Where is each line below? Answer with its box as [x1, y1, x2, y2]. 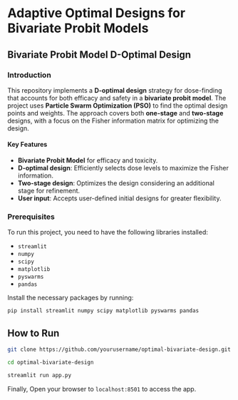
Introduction [7, 70, 51, 80]
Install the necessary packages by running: [7, 294, 134, 302]
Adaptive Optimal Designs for [7, 5, 186, 21]
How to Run [7, 327, 60, 339]
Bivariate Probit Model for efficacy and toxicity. [17, 156, 158, 165]
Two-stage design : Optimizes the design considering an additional [17, 179, 215, 188]
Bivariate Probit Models [7, 20, 149, 36]
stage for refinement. [17, 187, 81, 195]
